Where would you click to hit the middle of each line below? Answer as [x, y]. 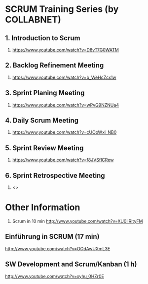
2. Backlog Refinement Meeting [55, 65]
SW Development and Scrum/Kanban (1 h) [71, 264]
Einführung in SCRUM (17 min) [52, 237]
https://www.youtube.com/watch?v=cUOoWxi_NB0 [64, 132]
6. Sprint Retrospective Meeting [55, 175]
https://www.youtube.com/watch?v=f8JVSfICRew [63, 160]
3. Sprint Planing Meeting [45, 93]
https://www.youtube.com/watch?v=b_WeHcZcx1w [64, 77]
